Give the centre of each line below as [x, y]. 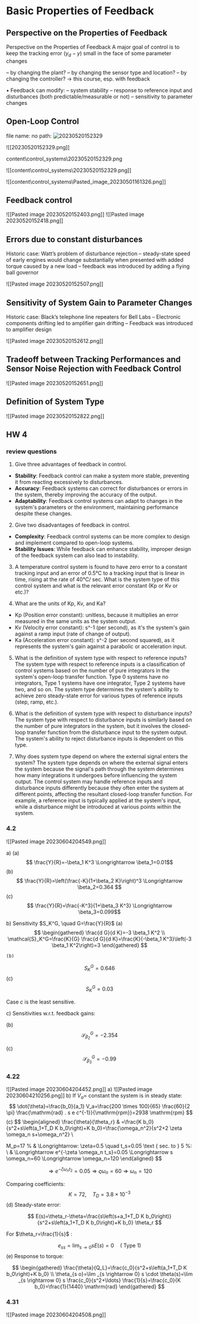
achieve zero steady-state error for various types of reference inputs [99, 696]
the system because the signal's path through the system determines [99, 769]
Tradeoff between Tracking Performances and [93, 360]
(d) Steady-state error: [33, 1205]
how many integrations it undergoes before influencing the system [96, 775]
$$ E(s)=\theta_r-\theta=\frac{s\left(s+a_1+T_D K [86, 1216]
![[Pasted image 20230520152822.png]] [55, 416]
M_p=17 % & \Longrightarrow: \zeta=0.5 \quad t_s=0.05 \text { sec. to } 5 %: [99, 1146]
